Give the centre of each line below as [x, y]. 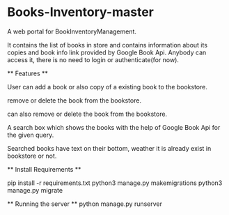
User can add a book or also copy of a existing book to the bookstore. [107, 87]
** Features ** [28, 73]
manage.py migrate [35, 190]
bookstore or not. [32, 156]
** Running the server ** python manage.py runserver [85, 204]
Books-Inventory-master [81, 12]
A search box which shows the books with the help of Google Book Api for [114, 127]
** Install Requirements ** [44, 169]
